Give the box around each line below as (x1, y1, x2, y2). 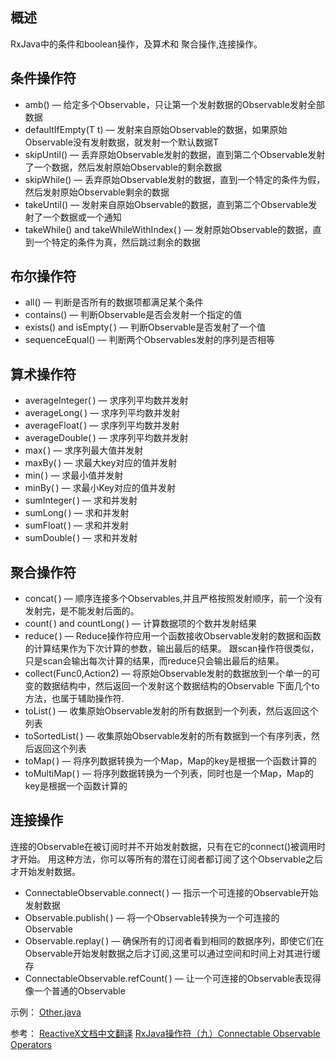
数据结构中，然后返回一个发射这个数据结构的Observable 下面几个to (42, 680, 320, 692)
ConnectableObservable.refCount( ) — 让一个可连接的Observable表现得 (24, 972, 322, 984)
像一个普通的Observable (24, 984, 126, 997)
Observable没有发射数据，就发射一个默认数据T (24, 136, 219, 148)
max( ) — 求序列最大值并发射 (24, 444, 144, 457)
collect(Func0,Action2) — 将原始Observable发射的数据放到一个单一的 (24, 668, 312, 680)
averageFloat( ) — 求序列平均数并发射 (24, 419, 180, 432)
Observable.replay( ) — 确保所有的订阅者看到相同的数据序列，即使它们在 (24, 934, 325, 947)
